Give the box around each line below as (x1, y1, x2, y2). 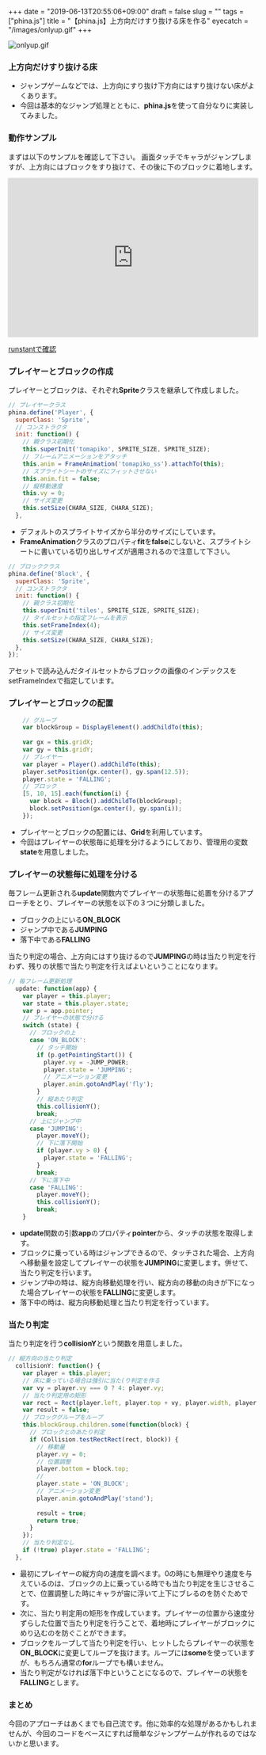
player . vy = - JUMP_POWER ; (43, 1058, 129, 1066)
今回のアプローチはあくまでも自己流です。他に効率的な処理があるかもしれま (8, 1719, 257, 1729)
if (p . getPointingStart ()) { (36, 1051, 133, 1059)
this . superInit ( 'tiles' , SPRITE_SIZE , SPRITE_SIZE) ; (22, 607, 200, 615)
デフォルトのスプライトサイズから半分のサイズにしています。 (19, 527, 220, 536)
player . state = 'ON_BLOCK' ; (36, 1480, 129, 1488)
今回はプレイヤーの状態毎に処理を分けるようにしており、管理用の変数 (19, 837, 248, 847)
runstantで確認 (8, 344, 57, 353)
